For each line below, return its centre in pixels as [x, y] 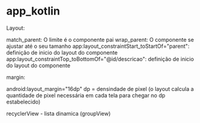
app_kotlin [33, 11]
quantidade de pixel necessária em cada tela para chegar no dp [86, 95]
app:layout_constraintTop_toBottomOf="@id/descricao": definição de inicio [100, 59]
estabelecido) [23, 102]
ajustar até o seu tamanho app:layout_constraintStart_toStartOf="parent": [98, 46]
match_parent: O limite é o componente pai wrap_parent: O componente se [100, 39]
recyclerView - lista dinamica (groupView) [58, 113]
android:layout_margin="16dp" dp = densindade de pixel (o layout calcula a [100, 88]
